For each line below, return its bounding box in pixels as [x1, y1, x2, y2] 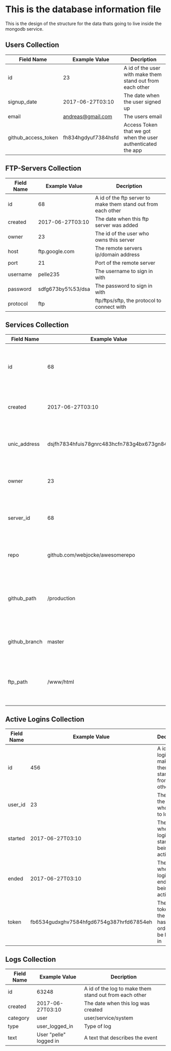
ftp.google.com [38, 247, 75, 255]
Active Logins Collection [5, 715, 85, 723]
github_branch [8, 638, 43, 645]
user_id [8, 801, 25, 808]
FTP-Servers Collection [5, 164, 81, 173]
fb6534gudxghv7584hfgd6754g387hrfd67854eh [30, 918, 153, 925]
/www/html [47, 679, 74, 686]
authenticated [124, 140, 157, 147]
